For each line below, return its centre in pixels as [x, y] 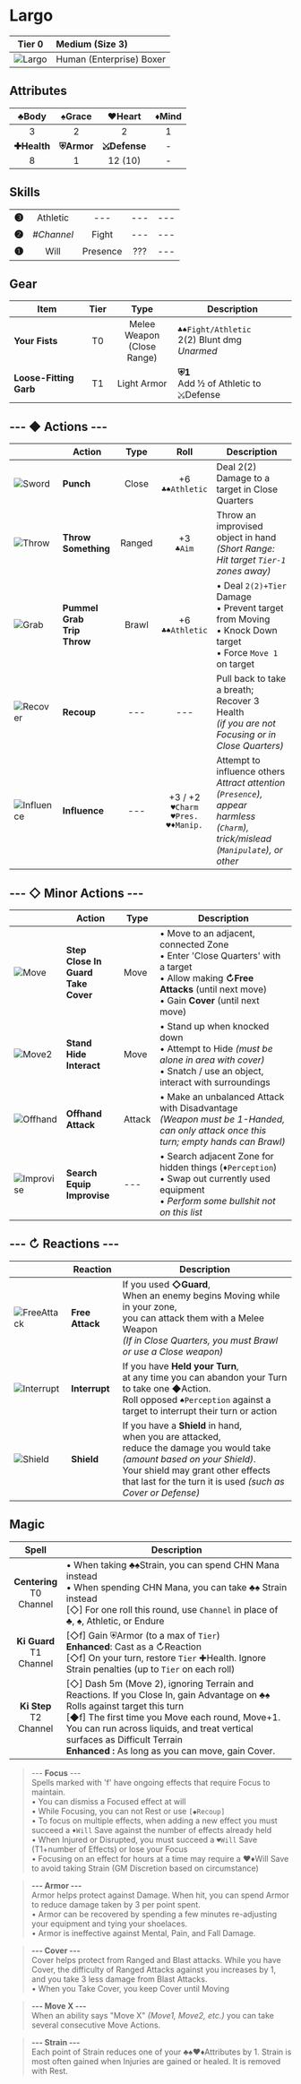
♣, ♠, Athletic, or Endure [115, 1621]
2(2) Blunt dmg [210, 340]
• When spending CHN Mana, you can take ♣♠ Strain [176, 1587]
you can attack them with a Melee [193, 1318]
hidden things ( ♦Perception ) [219, 1167]
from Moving [243, 619]
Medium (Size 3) [92, 44]
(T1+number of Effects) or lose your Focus [109, 1849]
